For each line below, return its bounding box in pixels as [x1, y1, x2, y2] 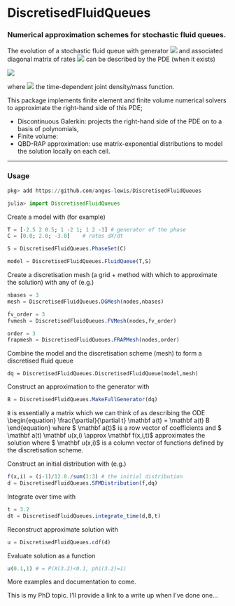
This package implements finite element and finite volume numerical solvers [7, 96, 227, 105]
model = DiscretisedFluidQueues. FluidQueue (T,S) [7, 258, 152, 265]
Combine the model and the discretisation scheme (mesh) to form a [7, 349, 202, 358]
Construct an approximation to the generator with [7, 382, 150, 391]
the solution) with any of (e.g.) [7, 278, 94, 287]
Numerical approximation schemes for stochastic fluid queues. [7, 30, 227, 40]
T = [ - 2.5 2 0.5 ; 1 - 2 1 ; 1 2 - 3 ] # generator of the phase [7, 226, 187, 233]
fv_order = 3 [7, 311, 45, 318]
